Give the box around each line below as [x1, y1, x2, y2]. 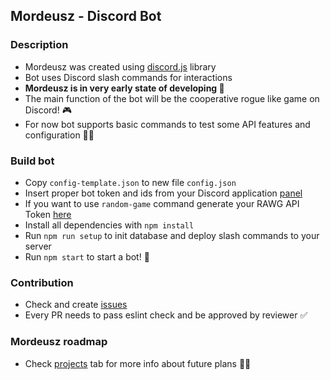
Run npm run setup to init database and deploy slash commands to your [24, 229, 320, 241]
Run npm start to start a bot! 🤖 [24, 250, 150, 263]
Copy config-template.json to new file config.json [24, 176, 237, 188]
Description [10, 38, 69, 52]
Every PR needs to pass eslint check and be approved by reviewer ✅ [24, 309, 308, 321]
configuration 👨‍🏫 [24, 129, 95, 141]
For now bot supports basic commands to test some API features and [24, 118, 311, 130]
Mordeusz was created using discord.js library [24, 60, 217, 73]
